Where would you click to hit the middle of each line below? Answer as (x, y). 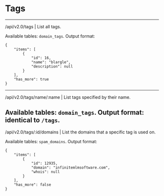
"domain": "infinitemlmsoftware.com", (71, 167)
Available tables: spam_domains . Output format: (51, 141)
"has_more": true (31, 79)
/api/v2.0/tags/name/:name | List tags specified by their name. (68, 97)
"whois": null (45, 172)
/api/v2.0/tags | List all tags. (33, 26)
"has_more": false (32, 185)
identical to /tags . (32, 120)
